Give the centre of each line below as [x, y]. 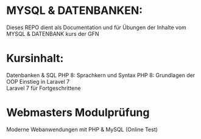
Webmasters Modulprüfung [78, 113]
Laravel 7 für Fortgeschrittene [44, 88]
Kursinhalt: [35, 59]
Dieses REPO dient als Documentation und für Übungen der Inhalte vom [97, 27]
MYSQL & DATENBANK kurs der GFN [53, 33]
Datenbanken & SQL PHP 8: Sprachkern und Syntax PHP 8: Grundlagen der [101, 75]
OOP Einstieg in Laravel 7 [38, 81]
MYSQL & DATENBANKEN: [75, 11]
